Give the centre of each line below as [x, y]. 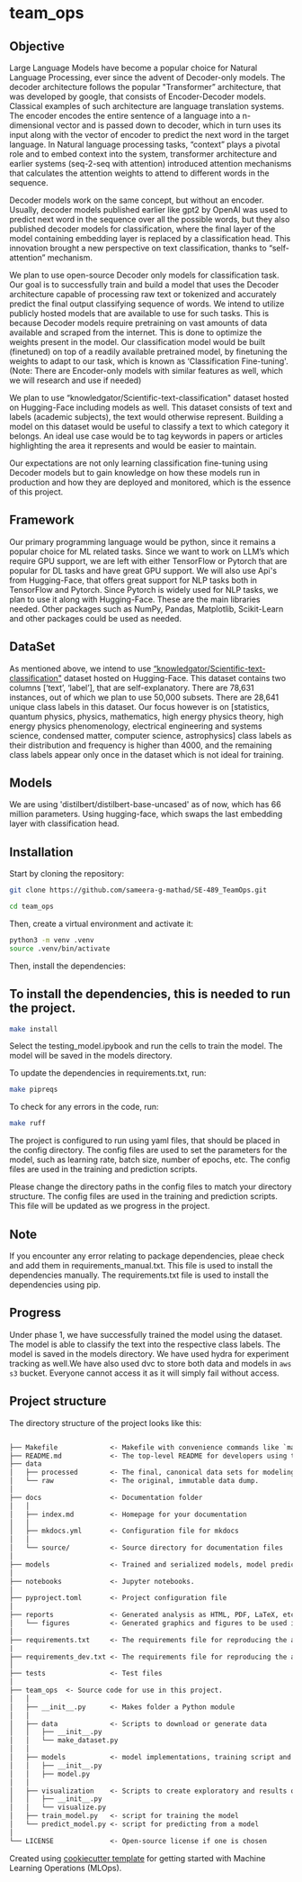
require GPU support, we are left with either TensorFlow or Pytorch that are [148, 560]
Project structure [58, 1401]
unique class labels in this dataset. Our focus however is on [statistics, [139, 706]
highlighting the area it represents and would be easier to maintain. [133, 445]
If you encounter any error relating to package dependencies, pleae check [147, 1256]
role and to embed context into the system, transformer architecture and [143, 154]
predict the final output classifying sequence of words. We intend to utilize [147, 304]
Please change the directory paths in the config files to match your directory [151, 1186]
